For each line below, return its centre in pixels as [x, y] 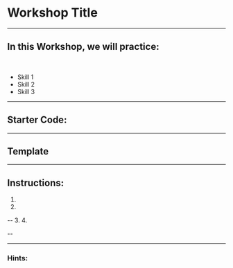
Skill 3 [26, 91]
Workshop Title [53, 13]
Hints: [18, 258]
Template [28, 151]
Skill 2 [26, 84]
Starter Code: [37, 120]
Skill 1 [25, 77]
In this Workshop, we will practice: [83, 47]
